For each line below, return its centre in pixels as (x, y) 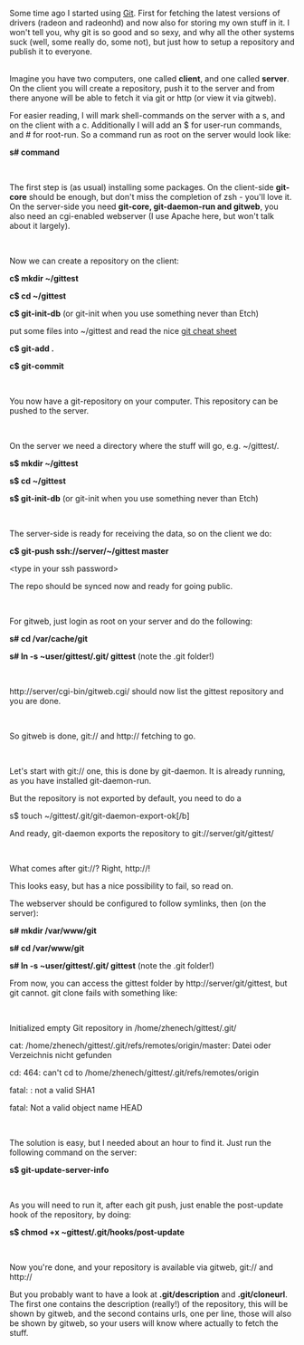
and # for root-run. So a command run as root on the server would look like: (150, 134)
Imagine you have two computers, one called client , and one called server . (149, 79)
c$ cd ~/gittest (38, 296)
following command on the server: (73, 1152)
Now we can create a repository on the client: (94, 261)
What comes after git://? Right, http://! (80, 868)
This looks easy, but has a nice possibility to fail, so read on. (121, 886)
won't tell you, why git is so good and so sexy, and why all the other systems (152, 32)
